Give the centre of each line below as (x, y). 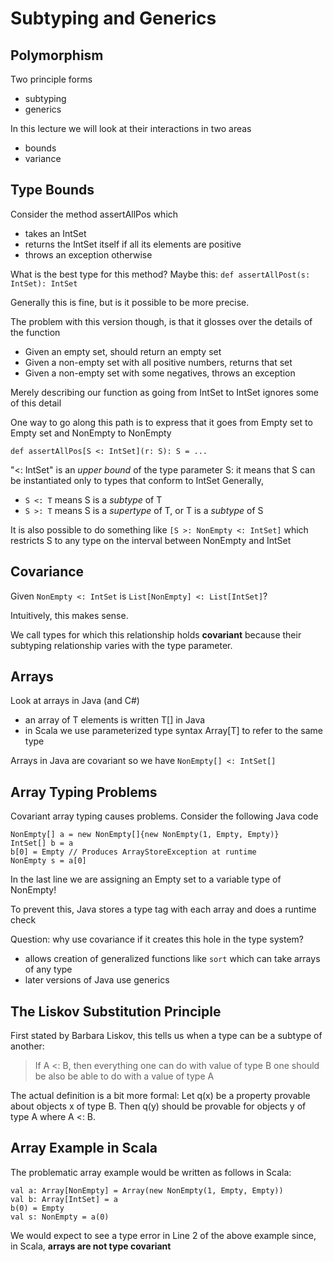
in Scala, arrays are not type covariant (91, 1246)
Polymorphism (57, 55)
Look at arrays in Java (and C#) (75, 701)
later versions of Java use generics (97, 980)
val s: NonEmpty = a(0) (60, 1217)
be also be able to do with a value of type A (124, 1076)
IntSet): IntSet (44, 283)
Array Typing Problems (84, 792)
